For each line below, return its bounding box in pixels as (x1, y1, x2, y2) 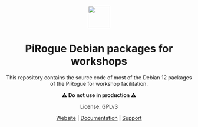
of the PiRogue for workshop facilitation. (49, 80, 148, 87)
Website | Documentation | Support (56, 114, 142, 121)
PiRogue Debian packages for (25, 42, 173, 55)
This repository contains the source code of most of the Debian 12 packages (6, 73, 192, 81)
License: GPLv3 (80, 103, 118, 110)
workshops (70, 55, 128, 68)
